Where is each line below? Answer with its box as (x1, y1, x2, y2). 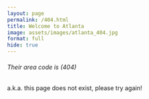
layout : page (7, 10, 45, 17)
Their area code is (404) (7, 63, 77, 71)
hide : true (7, 42, 38, 48)
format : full (7, 36, 45, 42)
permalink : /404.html (7, 16, 69, 23)
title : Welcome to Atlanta (7, 23, 84, 29)
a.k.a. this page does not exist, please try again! (7, 84, 143, 92)
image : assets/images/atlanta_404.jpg (7, 29, 118, 36)
